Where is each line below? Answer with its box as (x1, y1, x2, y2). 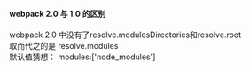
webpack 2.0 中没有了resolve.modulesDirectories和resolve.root (9, 29, 242, 40)
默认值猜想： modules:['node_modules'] (9, 51, 156, 62)
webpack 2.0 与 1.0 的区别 (9, 8, 106, 19)
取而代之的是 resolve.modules (9, 41, 119, 51)
